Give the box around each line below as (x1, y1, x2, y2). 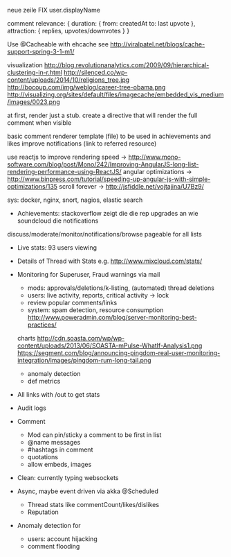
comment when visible (7, 119, 72, 127)
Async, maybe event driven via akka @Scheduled (17, 487, 159, 495)
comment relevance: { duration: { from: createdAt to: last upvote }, (7, 19, 196, 27)
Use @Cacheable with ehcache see (7, 40, 109, 48)
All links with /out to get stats (17, 391, 100, 398)
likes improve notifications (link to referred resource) (7, 139, 157, 148)
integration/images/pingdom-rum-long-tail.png (17, 357, 151, 364)
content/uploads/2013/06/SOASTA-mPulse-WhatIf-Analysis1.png (17, 341, 203, 350)
